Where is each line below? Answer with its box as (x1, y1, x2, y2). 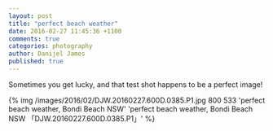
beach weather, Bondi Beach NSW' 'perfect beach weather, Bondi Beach (8, 103, 253, 114)
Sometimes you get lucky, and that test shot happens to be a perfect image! (8, 79, 263, 90)
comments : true (8, 34, 60, 43)
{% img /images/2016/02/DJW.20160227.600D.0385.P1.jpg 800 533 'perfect (8, 95, 266, 105)
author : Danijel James (8, 50, 86, 58)
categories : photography (8, 42, 93, 50)
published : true (8, 58, 64, 66)
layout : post (8, 11, 53, 20)
